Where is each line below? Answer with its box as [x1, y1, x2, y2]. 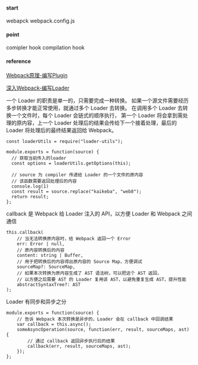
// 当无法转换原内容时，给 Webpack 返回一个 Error [17, 236, 131, 242]
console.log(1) [11, 183, 49, 189]
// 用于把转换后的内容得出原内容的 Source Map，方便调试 [17, 258, 142, 265]
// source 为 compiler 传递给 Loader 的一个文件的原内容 [11, 172, 143, 177]
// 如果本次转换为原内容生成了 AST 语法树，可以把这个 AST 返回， [17, 270, 162, 276]
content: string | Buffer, [17, 252, 84, 258]
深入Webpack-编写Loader [6, 84, 70, 91]
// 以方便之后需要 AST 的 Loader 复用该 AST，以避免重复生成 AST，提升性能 [17, 276, 187, 283]
